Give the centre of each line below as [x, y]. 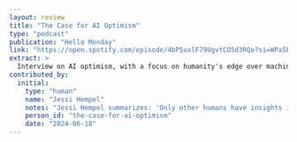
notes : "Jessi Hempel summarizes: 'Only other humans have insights [154, 108]
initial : [33, 83]
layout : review [37, 17]
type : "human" [51, 91]
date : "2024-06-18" [61, 124]
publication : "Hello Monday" [63, 42]
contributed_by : [39, 75]
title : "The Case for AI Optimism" [75, 26]
